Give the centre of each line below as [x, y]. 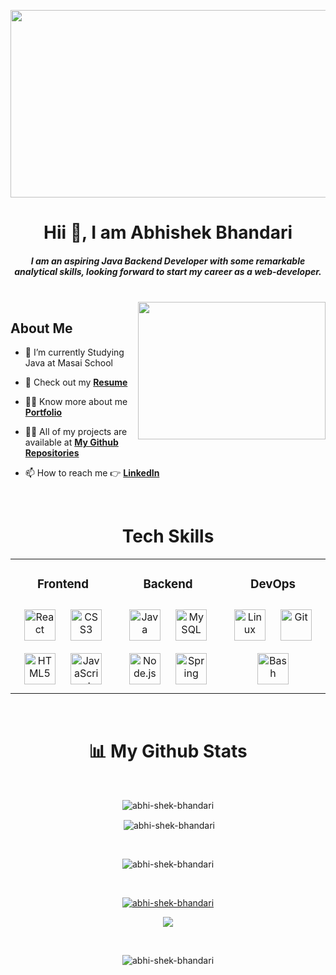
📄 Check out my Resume [76, 382]
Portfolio [43, 412]
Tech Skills [168, 536]
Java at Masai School [68, 362]
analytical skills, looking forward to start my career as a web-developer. [168, 271]
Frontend [63, 584]
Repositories [52, 452]
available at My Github [71, 442]
